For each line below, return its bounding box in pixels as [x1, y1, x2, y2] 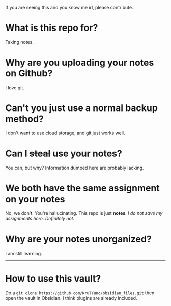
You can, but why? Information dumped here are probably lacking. [5, 164, 144, 171]
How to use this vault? [5, 272, 101, 284]
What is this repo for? [5, 22, 98, 34]
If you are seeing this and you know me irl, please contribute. [5, 5, 133, 10]
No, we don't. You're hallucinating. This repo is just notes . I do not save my [5, 210, 163, 216]
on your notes [5, 193, 65, 205]
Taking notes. [5, 39, 34, 45]
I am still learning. [5, 250, 42, 256]
